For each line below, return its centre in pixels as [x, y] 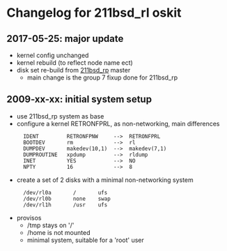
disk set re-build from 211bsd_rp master [73, 70]
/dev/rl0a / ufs [65, 192]
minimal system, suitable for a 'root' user [85, 240]
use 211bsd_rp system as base [60, 116]
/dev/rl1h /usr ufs [65, 205]
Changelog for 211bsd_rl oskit [94, 13]
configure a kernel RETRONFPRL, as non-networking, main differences [118, 123]
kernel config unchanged [53, 55]
